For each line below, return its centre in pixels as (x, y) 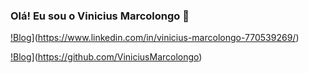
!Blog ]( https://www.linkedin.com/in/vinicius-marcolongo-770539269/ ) (155, 38)
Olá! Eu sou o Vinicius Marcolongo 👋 (100, 16)
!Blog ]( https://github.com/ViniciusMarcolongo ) (106, 57)
